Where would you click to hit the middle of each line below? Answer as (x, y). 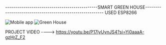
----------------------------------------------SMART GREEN (67, 7)
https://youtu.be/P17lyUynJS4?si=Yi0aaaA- (100, 32)
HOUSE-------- (146, 7)
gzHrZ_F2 (15, 37)
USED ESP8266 (121, 12)
